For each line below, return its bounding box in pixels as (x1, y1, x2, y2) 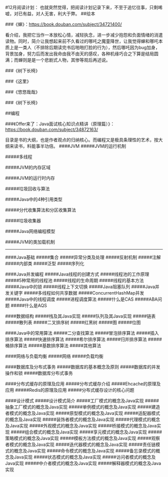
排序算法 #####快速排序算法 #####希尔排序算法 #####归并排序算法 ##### (5, 336, 162, 342)
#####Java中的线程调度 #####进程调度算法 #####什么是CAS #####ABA (5, 296, 158, 302)
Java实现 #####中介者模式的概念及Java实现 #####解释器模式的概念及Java (5, 460, 161, 466)
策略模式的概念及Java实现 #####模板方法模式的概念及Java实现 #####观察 (5, 435, 160, 441)
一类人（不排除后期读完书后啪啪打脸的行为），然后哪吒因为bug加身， (18, 45, 160, 50)
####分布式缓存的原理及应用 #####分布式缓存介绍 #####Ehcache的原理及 (5, 381, 161, 387)
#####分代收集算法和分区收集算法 (5, 207, 76, 213)
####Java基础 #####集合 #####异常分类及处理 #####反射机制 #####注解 (5, 255, 161, 260)
